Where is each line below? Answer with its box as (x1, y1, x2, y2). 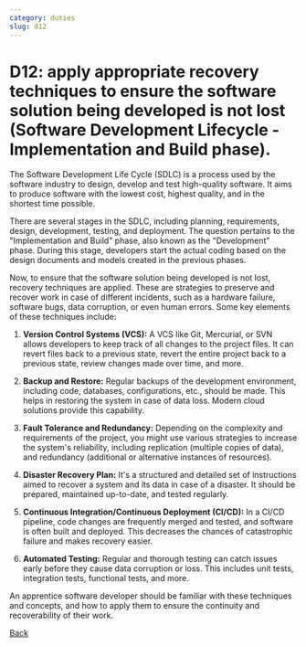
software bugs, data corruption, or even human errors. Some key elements (9, 302, 290, 313)
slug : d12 (9, 22, 47, 31)
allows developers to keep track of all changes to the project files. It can (22, 339, 294, 350)
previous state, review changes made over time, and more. (22, 358, 244, 369)
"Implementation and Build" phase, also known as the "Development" (9, 235, 270, 247)
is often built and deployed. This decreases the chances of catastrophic (22, 526, 293, 537)
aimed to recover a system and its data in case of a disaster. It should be (22, 479, 296, 490)
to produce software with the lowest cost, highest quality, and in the (9, 188, 265, 199)
